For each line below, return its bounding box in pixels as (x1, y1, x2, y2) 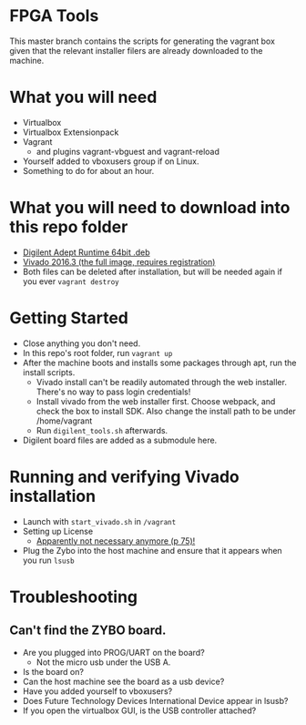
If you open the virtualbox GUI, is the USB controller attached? (22, 705, 257, 716)
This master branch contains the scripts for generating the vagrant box (9, 36, 276, 46)
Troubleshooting (9, 587, 138, 607)
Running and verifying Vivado (9, 466, 240, 487)
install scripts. (22, 366, 76, 378)
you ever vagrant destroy (22, 275, 120, 287)
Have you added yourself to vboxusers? (22, 685, 173, 697)
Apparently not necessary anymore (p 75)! (36, 535, 196, 546)
